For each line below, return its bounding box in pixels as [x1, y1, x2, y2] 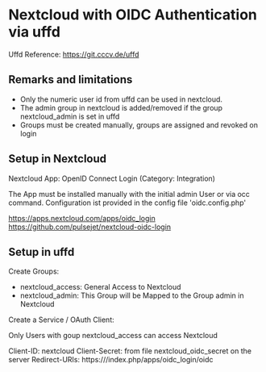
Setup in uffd [8, 245, 75, 259]
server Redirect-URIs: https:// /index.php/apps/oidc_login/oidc [8, 355, 214, 365]
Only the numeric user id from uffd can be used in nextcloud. [19, 94, 223, 104]
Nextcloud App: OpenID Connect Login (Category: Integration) [8, 173, 216, 183]
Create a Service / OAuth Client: [8, 315, 114, 324]
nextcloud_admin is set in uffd [19, 111, 120, 121]
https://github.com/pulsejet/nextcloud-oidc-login [8, 222, 172, 232]
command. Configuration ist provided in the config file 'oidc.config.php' [8, 198, 247, 207]
